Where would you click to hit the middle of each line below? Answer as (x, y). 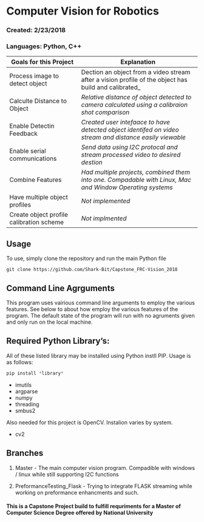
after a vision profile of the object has (134, 80)
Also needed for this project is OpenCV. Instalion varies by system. (90, 422)
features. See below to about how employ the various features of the (92, 309)
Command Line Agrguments (61, 288)
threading (27, 404)
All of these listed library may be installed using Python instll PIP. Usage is (99, 355)
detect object (28, 84)
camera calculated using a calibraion (134, 105)
